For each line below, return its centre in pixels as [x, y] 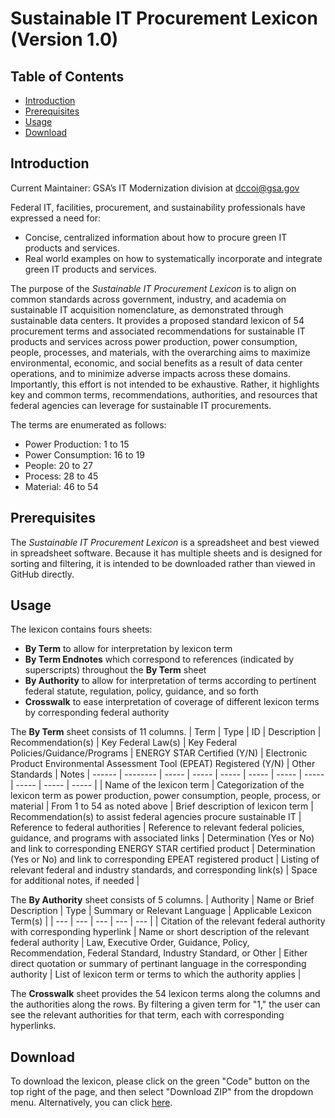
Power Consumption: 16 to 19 [84, 454]
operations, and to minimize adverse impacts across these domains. [150, 373]
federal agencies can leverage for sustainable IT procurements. [141, 405]
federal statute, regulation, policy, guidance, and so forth [141, 691]
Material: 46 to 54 [61, 486]
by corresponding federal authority [97, 713]
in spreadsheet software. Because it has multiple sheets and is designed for [166, 553]
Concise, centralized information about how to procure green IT [156, 237]
